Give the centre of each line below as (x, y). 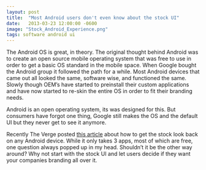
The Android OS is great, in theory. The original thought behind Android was (102, 52)
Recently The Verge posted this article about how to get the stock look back (102, 135)
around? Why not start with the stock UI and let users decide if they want (99, 154)
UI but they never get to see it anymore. (56, 122)
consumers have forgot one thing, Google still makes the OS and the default (102, 116)
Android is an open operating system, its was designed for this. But (91, 109)
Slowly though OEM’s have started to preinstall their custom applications (98, 85)
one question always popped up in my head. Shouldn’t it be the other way (99, 147)
